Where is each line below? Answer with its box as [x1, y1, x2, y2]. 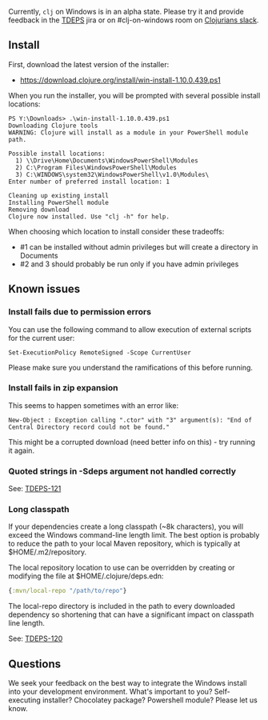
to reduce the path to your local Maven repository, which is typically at [8, 539, 241, 549]
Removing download [8, 206, 70, 214]
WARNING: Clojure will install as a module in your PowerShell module [8, 128, 249, 137]
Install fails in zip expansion [8, 382, 118, 394]
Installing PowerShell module [8, 198, 110, 206]
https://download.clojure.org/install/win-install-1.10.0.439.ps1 [19, 75, 222, 85]
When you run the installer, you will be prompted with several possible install [8, 90, 261, 100]
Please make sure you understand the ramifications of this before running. [8, 362, 254, 372]
